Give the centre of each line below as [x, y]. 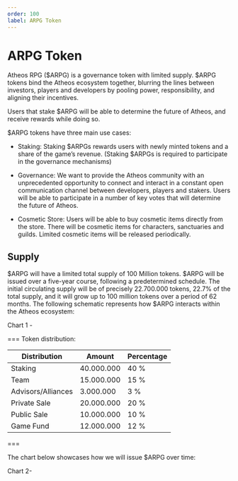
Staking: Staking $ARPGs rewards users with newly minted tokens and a [123, 147]
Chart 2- [20, 471]
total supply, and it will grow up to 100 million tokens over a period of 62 [112, 297]
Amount [100, 357]
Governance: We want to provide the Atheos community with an [111, 175]
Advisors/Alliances [42, 392]
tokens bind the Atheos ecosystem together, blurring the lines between [111, 83]
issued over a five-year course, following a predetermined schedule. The [114, 282]
